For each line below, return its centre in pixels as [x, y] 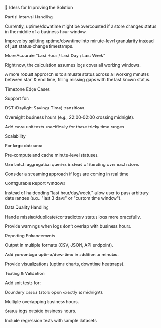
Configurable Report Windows [35, 183]
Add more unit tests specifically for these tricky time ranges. [65, 127]
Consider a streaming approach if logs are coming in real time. [67, 174]
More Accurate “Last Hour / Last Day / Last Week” [55, 55]
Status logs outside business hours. [41, 311]
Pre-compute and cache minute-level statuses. [52, 155]
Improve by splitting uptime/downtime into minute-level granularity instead [79, 41]
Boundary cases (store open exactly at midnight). [54, 292]
